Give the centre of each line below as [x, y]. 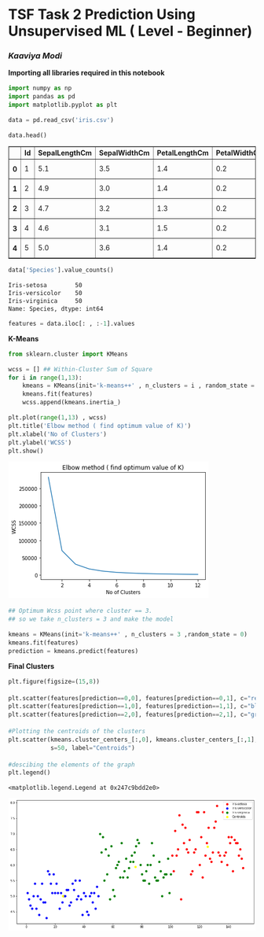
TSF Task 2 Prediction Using [102, 15]
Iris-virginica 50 [45, 301]
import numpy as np [40, 88]
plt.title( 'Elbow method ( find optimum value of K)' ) [100, 426]
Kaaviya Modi [35, 56]
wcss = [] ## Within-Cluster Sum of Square [81, 369]
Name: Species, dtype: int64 [56, 308]
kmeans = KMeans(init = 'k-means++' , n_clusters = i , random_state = [139, 386]
